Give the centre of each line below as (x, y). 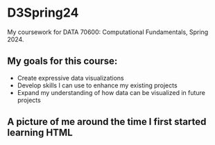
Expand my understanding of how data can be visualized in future (111, 92)
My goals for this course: (62, 61)
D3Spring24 (43, 13)
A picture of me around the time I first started (107, 122)
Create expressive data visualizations (70, 78)
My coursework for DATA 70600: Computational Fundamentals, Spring (108, 32)
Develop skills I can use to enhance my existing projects (97, 85)
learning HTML (40, 133)
